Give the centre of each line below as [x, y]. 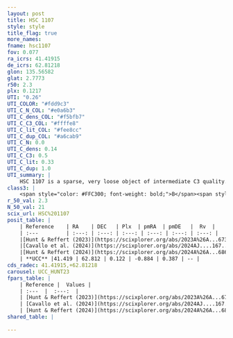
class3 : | [21, 188]
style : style [26, 26]
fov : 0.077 [23, 53]
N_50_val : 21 [26, 208]
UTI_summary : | [29, 175]
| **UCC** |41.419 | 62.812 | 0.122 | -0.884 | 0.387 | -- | [110, 259]
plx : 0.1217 [24, 91]
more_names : [24, 40]
